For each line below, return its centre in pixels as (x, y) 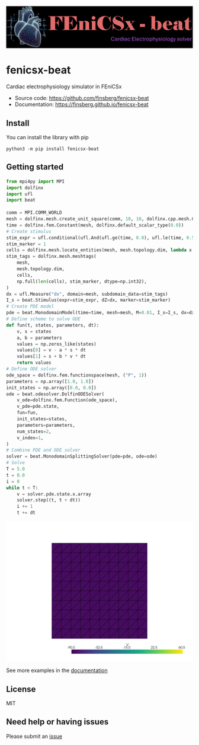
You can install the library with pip (47, 138)
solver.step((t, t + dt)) (49, 500)
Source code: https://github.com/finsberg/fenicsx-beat (82, 98)
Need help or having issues (57, 722)
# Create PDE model (30, 306)
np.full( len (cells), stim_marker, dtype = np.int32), (82, 282)
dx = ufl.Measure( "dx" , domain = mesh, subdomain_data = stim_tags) (87, 294)
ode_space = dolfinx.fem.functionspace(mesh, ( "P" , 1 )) (76, 375)
